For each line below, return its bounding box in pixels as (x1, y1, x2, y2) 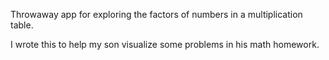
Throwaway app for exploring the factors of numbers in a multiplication (10, 9, 303, 20)
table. (10, 19, 34, 31)
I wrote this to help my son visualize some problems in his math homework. (10, 39, 320, 50)
